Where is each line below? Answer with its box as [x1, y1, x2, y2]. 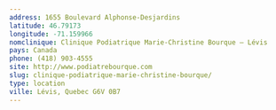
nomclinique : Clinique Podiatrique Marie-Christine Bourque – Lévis [9, 37, 268, 47]
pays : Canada [9, 46, 58, 55]
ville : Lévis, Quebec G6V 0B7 [9, 87, 122, 96]
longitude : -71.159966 [9, 29, 93, 38]
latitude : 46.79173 [9, 21, 82, 30]
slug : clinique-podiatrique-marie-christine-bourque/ [9, 71, 213, 80]
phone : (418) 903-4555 [9, 54, 93, 63]
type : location [9, 79, 66, 88]
